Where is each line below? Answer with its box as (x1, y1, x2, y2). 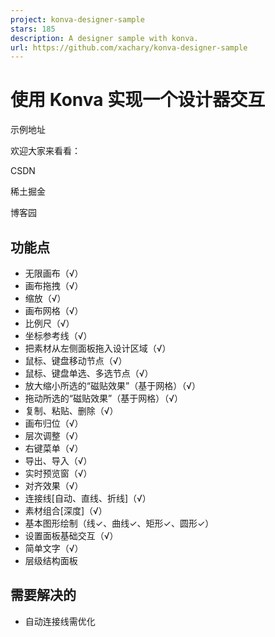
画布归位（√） (24, 417, 84, 429)
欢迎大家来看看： (10, 145, 81, 157)
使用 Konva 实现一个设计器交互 (10, 89, 266, 111)
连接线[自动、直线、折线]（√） (24, 492, 152, 504)
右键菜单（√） (24, 442, 84, 454)
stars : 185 (10, 24, 56, 34)
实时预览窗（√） (24, 467, 93, 479)
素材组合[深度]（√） (24, 505, 108, 516)
